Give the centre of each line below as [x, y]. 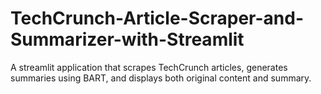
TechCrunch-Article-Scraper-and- [157, 18]
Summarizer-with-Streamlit [127, 39]
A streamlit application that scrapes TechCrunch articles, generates [149, 67]
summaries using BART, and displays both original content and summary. [161, 78]
